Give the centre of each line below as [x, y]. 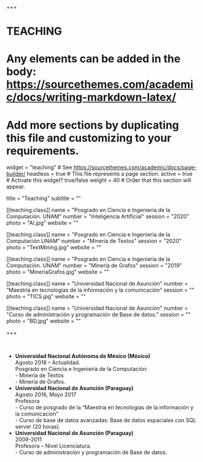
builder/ [16, 174]
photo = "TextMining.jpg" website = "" [54, 248]
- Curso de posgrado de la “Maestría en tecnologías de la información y [104, 408]
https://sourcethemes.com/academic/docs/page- [135, 167]
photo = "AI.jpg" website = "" [42, 223]
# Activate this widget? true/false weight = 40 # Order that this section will [99, 180]
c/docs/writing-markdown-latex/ [91, 98]
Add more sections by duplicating [93, 125]
